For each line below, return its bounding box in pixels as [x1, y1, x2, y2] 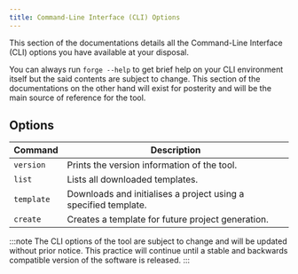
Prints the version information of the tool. [67, 159, 238, 171]
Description [150, 144, 201, 156]
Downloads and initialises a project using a [67, 188, 245, 200]
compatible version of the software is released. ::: [9, 254, 191, 266]
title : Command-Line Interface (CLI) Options [9, 12, 180, 22]
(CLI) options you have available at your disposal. [9, 46, 189, 58]
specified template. [67, 199, 147, 211]
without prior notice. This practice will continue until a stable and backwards [9, 246, 288, 256]
